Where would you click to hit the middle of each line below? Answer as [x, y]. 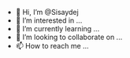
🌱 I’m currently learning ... [58, 29]
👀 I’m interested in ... [49, 20]
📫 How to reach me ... [52, 46]
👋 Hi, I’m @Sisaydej [47, 12]
